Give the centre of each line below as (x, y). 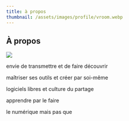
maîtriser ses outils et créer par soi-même (57, 78)
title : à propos (26, 12)
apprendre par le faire (33, 100)
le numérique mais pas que (39, 112)
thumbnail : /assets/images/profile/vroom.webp (64, 17)
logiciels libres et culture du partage (50, 89)
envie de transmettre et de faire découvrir (57, 66)
